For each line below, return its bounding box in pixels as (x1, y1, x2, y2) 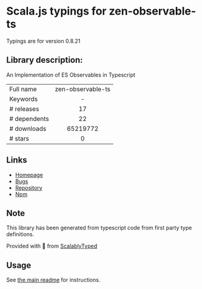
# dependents (9, 114, 50, 123)
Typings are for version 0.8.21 (6, 37, 81, 44)
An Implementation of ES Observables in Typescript (6, 71, 135, 78)
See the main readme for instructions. (6, 276, 101, 284)
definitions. (6, 231, 35, 238)
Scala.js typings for (6, 4, 107, 18)
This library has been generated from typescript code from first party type (6, 224, 192, 232)
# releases (9, 105, 39, 113)
